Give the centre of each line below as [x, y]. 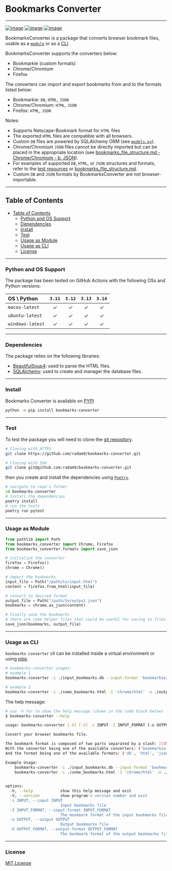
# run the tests [23, 506]
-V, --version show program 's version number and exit [79, 796]
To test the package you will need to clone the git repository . [69, 439]
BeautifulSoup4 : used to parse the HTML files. [62, 366]
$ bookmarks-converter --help [38, 716]
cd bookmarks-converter [31, 492]
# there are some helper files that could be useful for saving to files [86, 620]
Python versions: [23, 286]
